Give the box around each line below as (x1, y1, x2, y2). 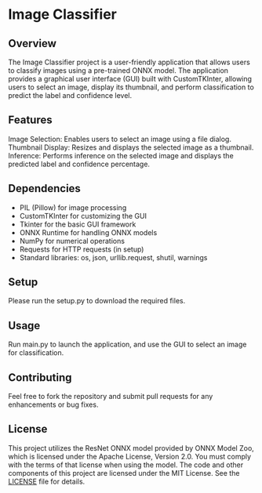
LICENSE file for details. (8, 477, 86, 486)
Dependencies (8, 182, 81, 195)
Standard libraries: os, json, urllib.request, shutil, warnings (19, 252, 208, 262)
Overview (8, 37, 57, 50)
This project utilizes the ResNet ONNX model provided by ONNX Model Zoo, (8, 443, 255, 452)
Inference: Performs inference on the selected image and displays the (8, 150, 234, 160)
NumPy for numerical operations (19, 236, 126, 245)
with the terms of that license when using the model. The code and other (8, 460, 244, 469)
